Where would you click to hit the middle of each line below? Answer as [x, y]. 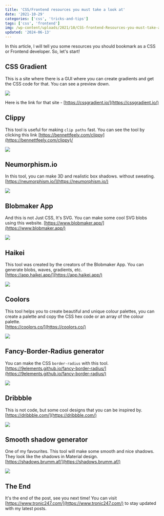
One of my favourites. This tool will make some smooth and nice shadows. [80, 451]
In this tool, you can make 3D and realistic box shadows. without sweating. [80, 176]
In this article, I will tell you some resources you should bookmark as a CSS [81, 46]
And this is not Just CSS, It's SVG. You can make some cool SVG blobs [76, 218]
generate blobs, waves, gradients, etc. [43, 270]
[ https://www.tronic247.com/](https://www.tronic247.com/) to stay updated [81, 503]
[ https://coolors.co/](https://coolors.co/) [46, 327]
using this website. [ [25, 223]
